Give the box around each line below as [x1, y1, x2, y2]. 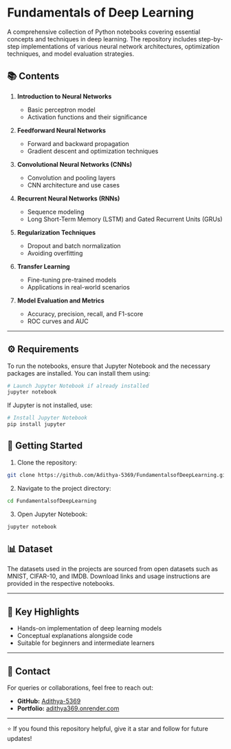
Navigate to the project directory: [16, 484, 111, 492]
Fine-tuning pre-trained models [27, 276, 117, 284]
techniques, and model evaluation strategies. [7, 50, 135, 58]
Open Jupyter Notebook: [16, 510, 88, 518]
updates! [7, 734, 32, 742]
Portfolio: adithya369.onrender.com [16, 704, 120, 712]
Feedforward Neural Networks [16, 126, 107, 134]
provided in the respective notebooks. [7, 579, 115, 588]
